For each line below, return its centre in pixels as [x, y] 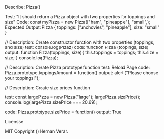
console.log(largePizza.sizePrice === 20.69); [51, 102]
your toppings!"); [22, 78]
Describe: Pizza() [23, 7]
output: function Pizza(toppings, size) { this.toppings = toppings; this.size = [82, 52]
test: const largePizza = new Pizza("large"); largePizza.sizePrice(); [73, 97]
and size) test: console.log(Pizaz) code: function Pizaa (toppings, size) [77, 47]
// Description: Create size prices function [48, 88]
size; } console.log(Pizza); [32, 58]
